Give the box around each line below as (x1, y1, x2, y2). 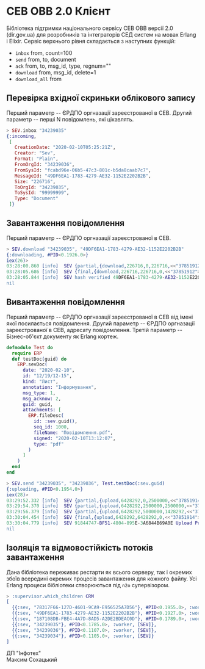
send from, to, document (15, 56, 76, 63)
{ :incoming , (6, 133, 37, 139)
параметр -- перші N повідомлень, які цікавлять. (6, 115, 134, 123)
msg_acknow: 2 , (22, 396, 62, 402)
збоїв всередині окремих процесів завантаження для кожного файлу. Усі (6, 575, 197, 582)
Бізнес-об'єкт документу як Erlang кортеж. (6, 333, 119, 340)
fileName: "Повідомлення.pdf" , (33, 429, 113, 436)
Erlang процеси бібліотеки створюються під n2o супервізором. (6, 581, 170, 588)
